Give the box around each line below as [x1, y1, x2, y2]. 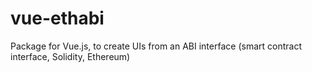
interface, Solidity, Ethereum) [10, 50, 131, 62]
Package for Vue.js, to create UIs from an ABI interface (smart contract [10, 40, 302, 52]
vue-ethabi [10, 7, 105, 30]
